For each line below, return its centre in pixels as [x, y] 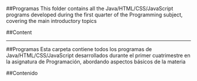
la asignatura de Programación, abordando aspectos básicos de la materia [96, 62]
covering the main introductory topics [51, 21]
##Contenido [22, 73]
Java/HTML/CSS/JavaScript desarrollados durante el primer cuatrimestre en [98, 55]
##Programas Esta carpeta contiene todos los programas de [79, 49]
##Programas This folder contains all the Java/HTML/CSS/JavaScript [90, 9]
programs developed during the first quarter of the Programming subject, [94, 15]
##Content [19, 32]
